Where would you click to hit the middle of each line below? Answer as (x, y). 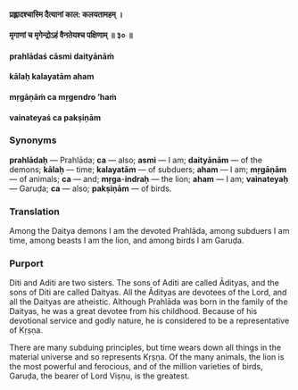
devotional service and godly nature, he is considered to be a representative (149, 321)
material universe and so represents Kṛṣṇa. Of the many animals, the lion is (147, 357)
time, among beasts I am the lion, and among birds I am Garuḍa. (127, 241)
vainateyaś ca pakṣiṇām (55, 117)
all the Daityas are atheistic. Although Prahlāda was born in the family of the (149, 302)
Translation (34, 212)
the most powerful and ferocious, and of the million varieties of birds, (136, 367)
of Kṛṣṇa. (26, 330)
